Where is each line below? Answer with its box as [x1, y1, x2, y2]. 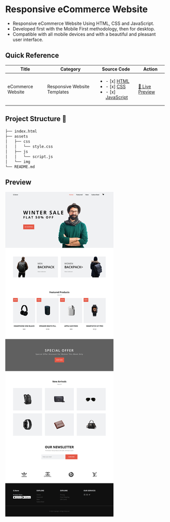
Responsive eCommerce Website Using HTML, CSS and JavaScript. [12, 20, 154, 26]
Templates [47, 89, 69, 95]
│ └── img [5, 159, 30, 164]
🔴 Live [138, 83, 151, 89]
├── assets [5, 133, 28, 139]
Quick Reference [5, 51, 59, 60]
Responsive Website [47, 83, 90, 89]
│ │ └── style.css [5, 144, 53, 149]
